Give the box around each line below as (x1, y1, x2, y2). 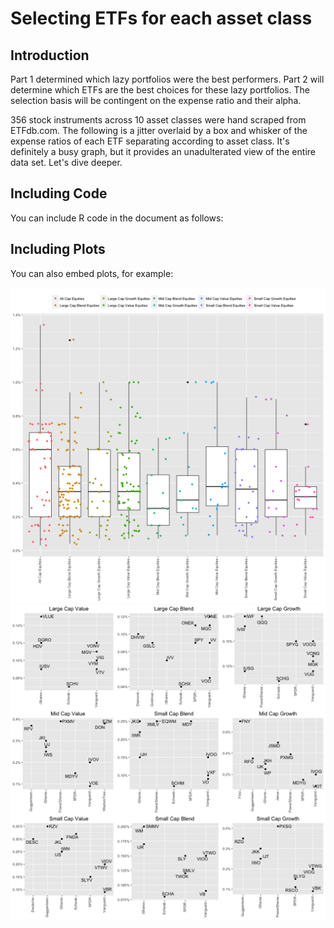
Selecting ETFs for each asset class (10, 7, 313, 30)
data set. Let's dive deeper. (10, 157, 123, 168)
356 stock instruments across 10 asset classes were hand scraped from (10, 114, 307, 126)
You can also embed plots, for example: (10, 267, 174, 279)
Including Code (10, 185, 108, 202)
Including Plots (10, 241, 106, 258)
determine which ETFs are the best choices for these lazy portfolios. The (10, 84, 310, 96)
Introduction (10, 47, 90, 64)
